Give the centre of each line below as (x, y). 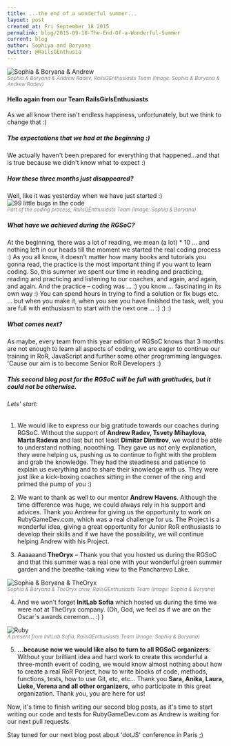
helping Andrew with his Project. (63, 541)
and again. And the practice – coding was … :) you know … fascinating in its (114, 286)
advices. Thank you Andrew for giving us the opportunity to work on (114, 512)
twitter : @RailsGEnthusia (44, 52)
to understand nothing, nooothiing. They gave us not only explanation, (117, 447)
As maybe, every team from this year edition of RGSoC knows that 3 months (115, 341)
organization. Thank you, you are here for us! (81, 693)
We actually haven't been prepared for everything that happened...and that (113, 155)
